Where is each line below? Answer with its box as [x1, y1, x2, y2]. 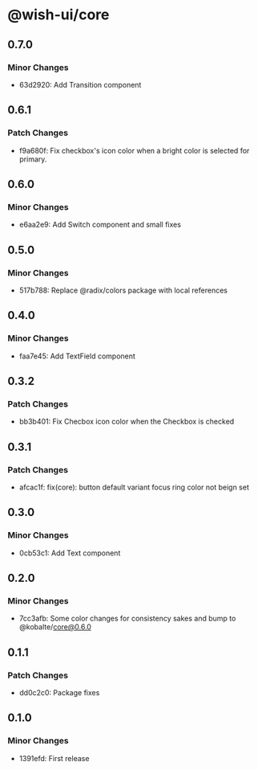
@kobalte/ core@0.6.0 [18, 622, 91, 632]
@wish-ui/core [7, 6, 110, 24]
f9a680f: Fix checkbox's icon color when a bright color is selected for [18, 145, 250, 155]
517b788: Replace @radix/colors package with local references [18, 285, 228, 295]
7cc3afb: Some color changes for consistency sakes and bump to [18, 613, 236, 624]
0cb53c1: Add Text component [18, 548, 121, 558]
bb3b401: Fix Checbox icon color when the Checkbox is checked [18, 416, 235, 427]
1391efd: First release [18, 753, 90, 763]
